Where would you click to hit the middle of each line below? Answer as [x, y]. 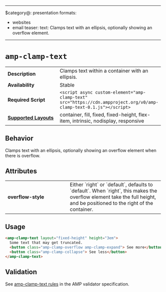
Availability [21, 85]
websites [21, 22]
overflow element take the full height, [113, 197]
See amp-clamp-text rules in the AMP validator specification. [67, 284]
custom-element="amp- [121, 92]
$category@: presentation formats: [41, 13]
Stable [67, 85]
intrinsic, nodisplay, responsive [108, 121]
